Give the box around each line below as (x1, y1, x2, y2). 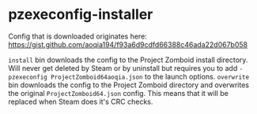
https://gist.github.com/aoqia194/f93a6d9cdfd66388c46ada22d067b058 (8, 39, 248, 49)
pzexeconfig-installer (8, 6, 153, 24)
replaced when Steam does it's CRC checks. (8, 97, 153, 106)
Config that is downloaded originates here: (8, 31, 148, 41)
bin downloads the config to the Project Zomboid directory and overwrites (8, 80, 249, 90)
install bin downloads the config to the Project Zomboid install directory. (8, 55, 248, 64)
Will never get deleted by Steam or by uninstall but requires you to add (8, 63, 238, 72)
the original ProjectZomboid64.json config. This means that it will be (8, 88, 229, 97)
